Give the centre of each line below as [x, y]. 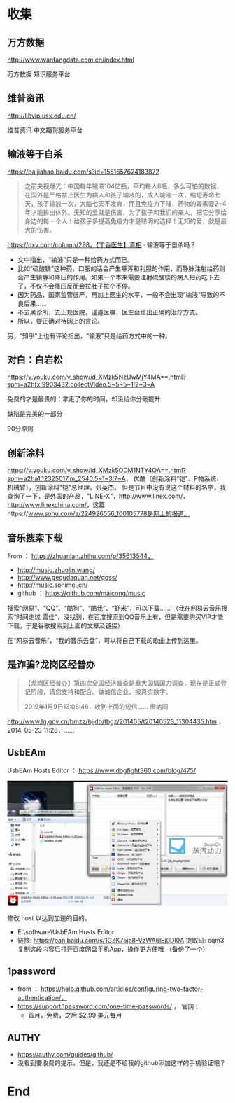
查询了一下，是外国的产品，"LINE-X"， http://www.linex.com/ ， [98, 496]
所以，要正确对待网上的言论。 [60, 321]
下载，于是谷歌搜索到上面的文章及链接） [65, 626]
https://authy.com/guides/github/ [65, 1055]
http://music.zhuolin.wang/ [56, 570]
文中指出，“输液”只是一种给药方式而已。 [76, 259]
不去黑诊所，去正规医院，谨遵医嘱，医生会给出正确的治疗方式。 [109, 312]
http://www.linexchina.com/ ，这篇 [56, 505]
